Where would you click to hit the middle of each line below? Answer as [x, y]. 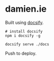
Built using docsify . [25, 22]
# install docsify [24, 31]
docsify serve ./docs [27, 44]
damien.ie [26, 9]
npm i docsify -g [23, 36]
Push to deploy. [21, 53]
